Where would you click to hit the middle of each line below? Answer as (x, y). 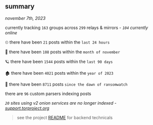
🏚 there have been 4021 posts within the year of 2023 (59, 73)
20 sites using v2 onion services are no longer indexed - (61, 103)
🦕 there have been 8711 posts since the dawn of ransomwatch (66, 84)
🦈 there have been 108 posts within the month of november (62, 52)
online (11, 32)
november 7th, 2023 (25, 18)
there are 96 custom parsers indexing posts (48, 94)
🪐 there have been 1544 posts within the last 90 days (59, 62)
